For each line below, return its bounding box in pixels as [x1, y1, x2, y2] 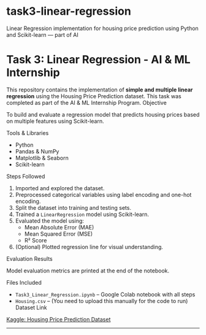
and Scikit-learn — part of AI [6, 31, 78, 38]
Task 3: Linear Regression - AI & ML [6, 53, 191, 67]
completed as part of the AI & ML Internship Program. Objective [6, 99, 167, 106]
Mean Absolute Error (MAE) [24, 223, 94, 231]
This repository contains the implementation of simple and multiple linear [6, 86, 193, 93]
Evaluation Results [6, 255, 53, 262]
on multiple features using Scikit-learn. [6, 117, 104, 125]
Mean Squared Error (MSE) [24, 230, 93, 237]
